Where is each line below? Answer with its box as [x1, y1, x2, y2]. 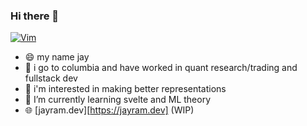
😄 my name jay [24, 51, 90, 63]
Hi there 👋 [10, 9, 60, 23]
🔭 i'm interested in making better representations [24, 83, 227, 95]
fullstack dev [24, 72, 78, 84]
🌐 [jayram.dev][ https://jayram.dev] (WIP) [24, 104, 195, 116]
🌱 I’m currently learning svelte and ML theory [24, 94, 212, 106]
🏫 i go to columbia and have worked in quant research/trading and [24, 62, 298, 74]
